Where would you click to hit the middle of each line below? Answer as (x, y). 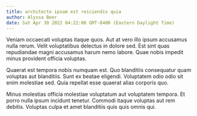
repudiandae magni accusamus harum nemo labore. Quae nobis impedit (95, 52)
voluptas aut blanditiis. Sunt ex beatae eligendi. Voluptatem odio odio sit (95, 76)
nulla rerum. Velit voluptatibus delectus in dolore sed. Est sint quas (88, 46)
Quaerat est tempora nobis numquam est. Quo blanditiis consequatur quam (99, 70)
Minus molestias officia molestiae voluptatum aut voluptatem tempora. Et (96, 94)
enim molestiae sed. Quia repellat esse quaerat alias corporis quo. (87, 83)
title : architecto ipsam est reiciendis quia (64, 12)
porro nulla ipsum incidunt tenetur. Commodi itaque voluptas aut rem (91, 101)
